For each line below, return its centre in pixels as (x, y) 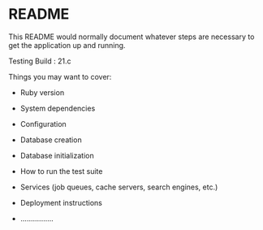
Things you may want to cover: (60, 76)
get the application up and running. (67, 45)
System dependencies (58, 108)
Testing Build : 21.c (40, 61)
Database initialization (57, 155)
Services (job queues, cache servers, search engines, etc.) (119, 187)
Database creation (51, 140)
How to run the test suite (61, 171)
